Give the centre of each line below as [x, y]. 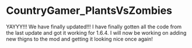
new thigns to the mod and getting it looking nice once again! [80, 39]
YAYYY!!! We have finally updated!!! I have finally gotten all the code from [94, 27]
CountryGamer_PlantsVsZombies [89, 11]
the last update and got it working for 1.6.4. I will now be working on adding [96, 32]
